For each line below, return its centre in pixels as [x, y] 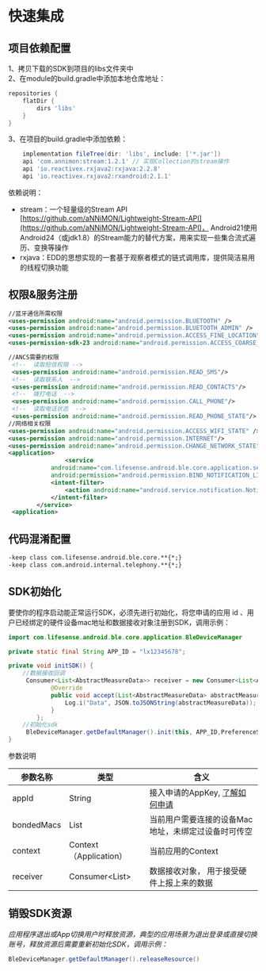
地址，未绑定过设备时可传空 [201, 831]
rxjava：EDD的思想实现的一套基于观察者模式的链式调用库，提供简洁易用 [137, 257]
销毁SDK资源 [40, 913]
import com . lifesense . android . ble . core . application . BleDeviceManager [125, 637]
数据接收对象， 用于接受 [194, 871]
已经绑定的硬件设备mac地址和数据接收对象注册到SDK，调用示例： [123, 622]
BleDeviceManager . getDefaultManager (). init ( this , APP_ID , [123, 732]
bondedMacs [37, 825]
